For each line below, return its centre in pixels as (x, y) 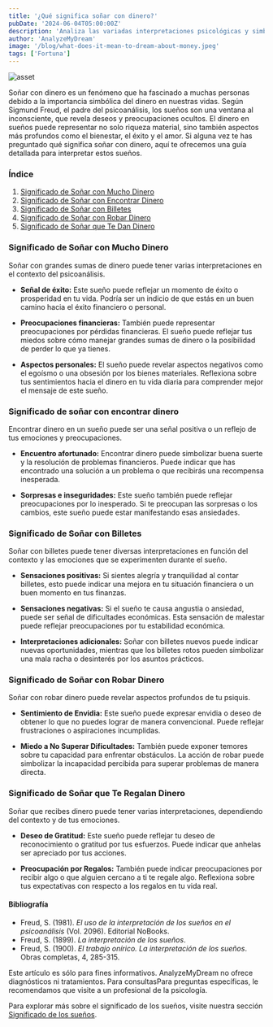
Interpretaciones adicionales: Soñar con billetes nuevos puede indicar (139, 642)
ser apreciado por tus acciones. (74, 853)
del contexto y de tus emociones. (64, 820)
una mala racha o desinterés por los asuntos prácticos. (112, 659)
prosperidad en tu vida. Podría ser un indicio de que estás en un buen (137, 298)
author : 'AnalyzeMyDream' (52, 39)
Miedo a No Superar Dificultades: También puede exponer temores (134, 746)
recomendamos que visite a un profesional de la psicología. (108, 990)
